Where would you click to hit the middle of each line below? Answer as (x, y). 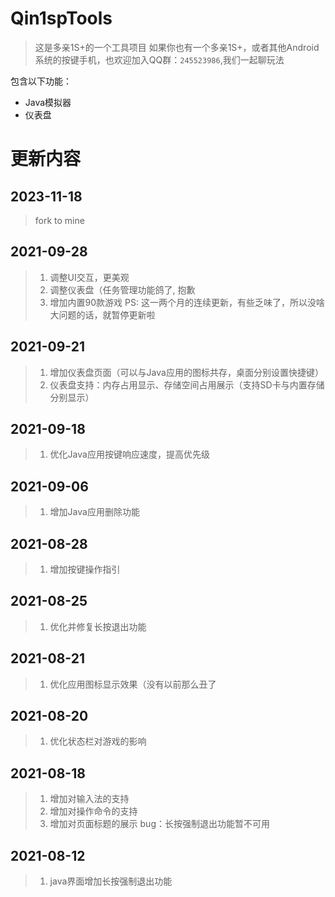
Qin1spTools (61, 18)
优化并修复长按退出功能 (98, 626)
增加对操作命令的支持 (93, 811)
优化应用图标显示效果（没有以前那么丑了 (133, 684)
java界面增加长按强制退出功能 (111, 881)
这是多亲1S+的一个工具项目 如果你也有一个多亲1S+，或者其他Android (177, 47)
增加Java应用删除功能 (94, 512)
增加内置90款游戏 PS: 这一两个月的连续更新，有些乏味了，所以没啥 (187, 302)
